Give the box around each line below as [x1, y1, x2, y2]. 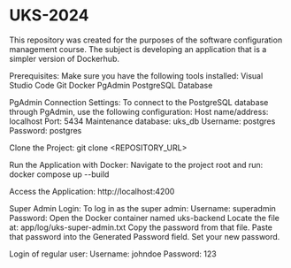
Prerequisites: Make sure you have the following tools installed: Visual [9, 70, 264, 80]
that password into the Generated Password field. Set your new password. [9, 231, 280, 241]
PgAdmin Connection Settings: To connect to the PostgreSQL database [9, 96, 269, 107]
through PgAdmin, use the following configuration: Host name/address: [9, 106, 269, 117]
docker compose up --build [9, 169, 110, 180]
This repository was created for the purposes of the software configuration [9, 34, 283, 45]
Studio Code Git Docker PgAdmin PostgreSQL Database [9, 80, 213, 90]
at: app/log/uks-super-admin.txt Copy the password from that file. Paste [9, 222, 272, 233]
